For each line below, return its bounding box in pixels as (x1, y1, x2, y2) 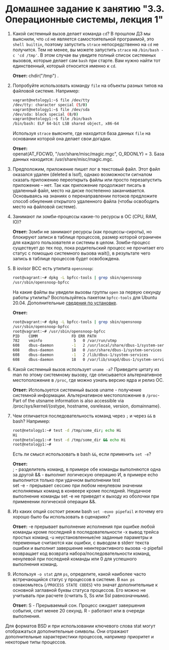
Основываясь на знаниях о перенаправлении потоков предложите (12, 193, 157, 199)
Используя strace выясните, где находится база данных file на (12, 130, 151, 137)
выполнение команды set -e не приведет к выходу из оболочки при (12, 493, 159, 499)
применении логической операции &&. (12, 499, 97, 505)
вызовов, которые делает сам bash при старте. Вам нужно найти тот (12, 57, 160, 63)
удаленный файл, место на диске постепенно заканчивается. (12, 188, 145, 194)
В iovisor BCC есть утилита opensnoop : (12, 265, 94, 271)
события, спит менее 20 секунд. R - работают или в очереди (12, 608, 145, 614)
